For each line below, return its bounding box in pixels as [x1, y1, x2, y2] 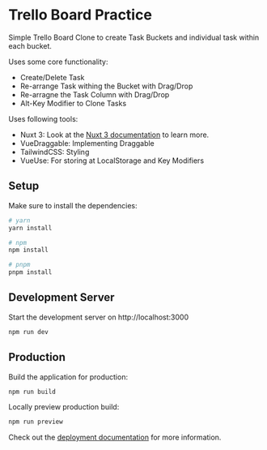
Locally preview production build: [8, 402, 120, 412]
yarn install [8, 224, 53, 232]
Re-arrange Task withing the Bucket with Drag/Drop [19, 81, 193, 91]
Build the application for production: [8, 371, 128, 382]
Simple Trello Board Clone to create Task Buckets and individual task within [8, 32, 260, 42]
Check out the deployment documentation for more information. [8, 432, 222, 443]
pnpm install [8, 268, 53, 276]
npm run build [8, 388, 57, 396]
